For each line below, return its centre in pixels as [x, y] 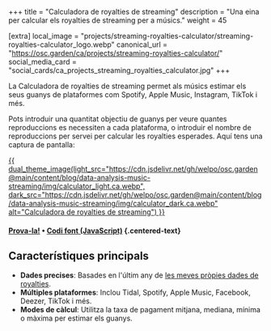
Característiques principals [79, 255]
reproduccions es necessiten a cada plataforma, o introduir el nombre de [130, 127]
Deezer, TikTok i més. [56, 301]
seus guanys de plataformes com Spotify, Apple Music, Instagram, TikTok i [133, 95]
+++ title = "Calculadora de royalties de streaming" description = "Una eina [134, 12]
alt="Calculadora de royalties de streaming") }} [87, 212]
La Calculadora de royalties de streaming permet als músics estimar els [127, 86]
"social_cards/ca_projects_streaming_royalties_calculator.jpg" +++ [119, 70]
